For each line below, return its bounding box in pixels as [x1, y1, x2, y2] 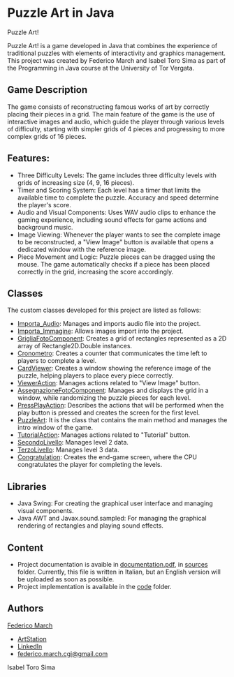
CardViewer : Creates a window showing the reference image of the [17, 364, 212, 373]
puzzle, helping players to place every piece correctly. [17, 371, 174, 380]
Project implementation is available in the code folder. [17, 583, 172, 590]
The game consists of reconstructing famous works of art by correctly [7, 103, 210, 111]
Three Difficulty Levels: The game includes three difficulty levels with [17, 171, 217, 179]
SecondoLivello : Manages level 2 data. [17, 438, 129, 447]
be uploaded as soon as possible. [17, 575, 115, 583]
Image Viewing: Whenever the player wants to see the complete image [17, 230, 221, 239]
